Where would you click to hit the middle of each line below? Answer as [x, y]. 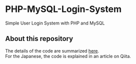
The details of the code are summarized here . [52, 50]
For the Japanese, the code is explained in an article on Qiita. [68, 56]
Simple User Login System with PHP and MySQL [55, 23]
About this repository [39, 39]
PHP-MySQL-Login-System [63, 9]
